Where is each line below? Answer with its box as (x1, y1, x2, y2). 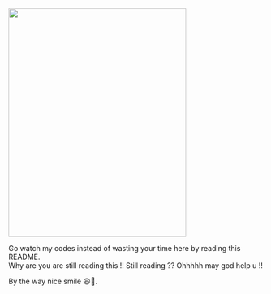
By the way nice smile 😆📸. (8, 276, 97, 286)
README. (8, 252, 41, 262)
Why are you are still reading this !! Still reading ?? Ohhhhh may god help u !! (8, 261, 264, 270)
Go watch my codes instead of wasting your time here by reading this (8, 244, 241, 253)
